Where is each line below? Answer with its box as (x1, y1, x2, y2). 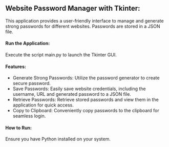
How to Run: (5, 124, 32, 131)
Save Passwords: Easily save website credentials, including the (12, 86, 146, 92)
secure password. (12, 80, 51, 87)
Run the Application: (5, 40, 50, 47)
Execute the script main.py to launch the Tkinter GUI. (5, 52, 117, 58)
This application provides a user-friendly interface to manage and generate (5, 17, 164, 24)
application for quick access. (12, 102, 74, 108)
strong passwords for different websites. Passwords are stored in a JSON (5, 23, 160, 29)
